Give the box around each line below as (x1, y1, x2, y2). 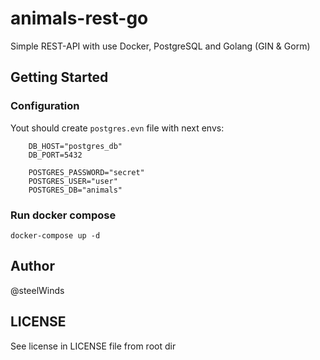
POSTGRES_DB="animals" (28, 185, 123, 195)
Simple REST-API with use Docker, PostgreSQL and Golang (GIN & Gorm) (10, 40, 311, 52)
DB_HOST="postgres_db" (28, 141, 123, 151)
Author (10, 258, 55, 275)
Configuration (10, 99, 80, 113)
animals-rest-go (10, 7, 149, 30)
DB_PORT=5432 (28, 150, 83, 160)
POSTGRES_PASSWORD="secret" (28, 167, 145, 177)
